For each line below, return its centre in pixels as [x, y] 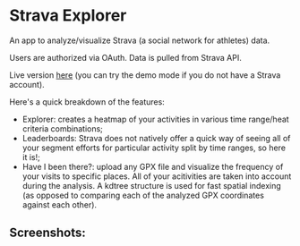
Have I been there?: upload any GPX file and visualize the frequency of [153, 166]
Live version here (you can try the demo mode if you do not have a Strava [145, 75]
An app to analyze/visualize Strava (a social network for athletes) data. [140, 40]
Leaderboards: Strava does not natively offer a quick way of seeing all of [156, 138]
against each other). [59, 204]
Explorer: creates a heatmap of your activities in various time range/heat [155, 119]
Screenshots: [48, 233]
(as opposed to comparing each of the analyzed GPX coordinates [143, 195]
